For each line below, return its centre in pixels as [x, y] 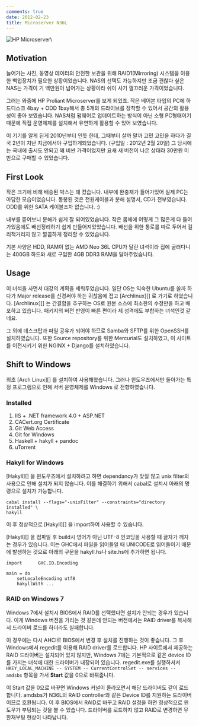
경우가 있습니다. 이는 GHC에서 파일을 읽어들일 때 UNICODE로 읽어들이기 [96, 544]
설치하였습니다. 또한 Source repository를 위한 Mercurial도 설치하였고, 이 [91, 338]
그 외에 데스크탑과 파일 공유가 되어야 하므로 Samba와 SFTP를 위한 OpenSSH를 [98, 331]
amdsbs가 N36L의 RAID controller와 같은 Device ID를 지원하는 [97, 695]
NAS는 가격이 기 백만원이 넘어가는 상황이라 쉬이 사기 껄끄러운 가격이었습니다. [95, 88]
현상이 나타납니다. [47, 717]
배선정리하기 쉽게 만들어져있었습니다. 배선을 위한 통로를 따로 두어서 [109, 227]
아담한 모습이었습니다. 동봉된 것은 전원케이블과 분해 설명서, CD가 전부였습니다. [97, 199]
